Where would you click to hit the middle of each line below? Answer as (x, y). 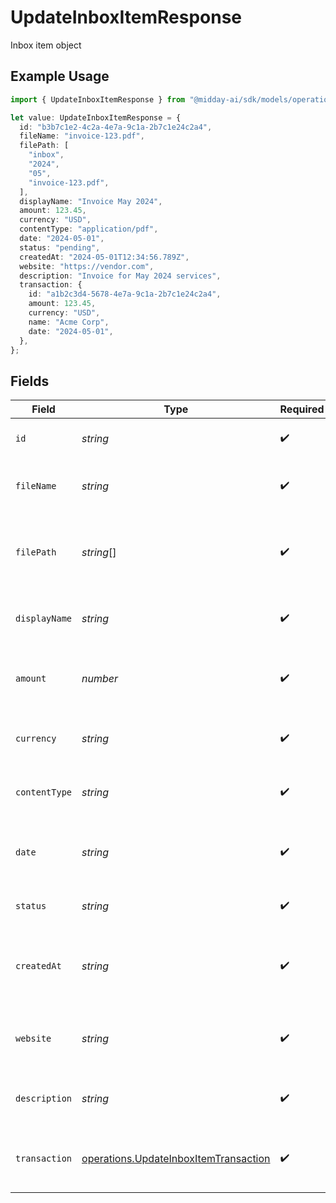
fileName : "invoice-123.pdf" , (82, 136)
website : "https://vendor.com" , (87, 266)
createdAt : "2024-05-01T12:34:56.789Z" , (104, 257)
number (100, 679)
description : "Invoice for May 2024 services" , (120, 276)
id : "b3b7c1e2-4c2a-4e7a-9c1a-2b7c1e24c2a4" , (116, 127)
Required (302, 409)
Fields (30, 381)
